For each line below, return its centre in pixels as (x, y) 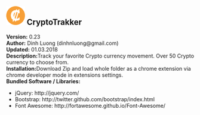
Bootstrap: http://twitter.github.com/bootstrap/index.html (85, 99)
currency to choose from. (38, 62)
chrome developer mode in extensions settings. (65, 75)
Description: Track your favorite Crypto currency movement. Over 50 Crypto (100, 56)
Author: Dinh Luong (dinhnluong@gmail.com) (62, 43)
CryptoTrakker (54, 22)
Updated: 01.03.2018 (32, 49)
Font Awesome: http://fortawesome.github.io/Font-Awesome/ (90, 105)
